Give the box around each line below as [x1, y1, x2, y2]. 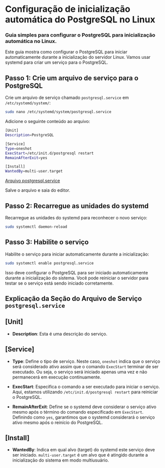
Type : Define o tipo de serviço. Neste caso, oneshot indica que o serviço [12, 358, 161, 364]
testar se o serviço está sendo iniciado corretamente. [5, 280, 114, 286]
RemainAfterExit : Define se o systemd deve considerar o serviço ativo [12, 404, 157, 410]
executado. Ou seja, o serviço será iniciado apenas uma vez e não [12, 369, 147, 375]
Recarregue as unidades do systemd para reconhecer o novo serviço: [5, 214, 147, 220]
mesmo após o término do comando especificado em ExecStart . [12, 409, 144, 415]
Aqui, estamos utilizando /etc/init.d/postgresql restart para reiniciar [12, 389, 158, 395]
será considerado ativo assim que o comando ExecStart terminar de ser [12, 363, 159, 369]
